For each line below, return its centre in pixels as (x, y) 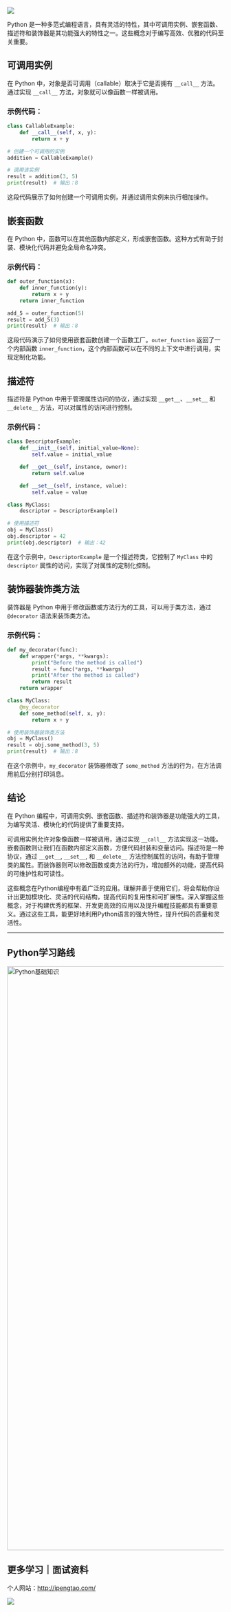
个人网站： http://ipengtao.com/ (52, 1588)
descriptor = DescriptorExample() (69, 511)
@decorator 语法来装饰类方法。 (51, 616)
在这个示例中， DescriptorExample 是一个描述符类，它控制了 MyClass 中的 (110, 556)
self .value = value (60, 492)
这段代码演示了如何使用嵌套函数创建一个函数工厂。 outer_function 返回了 (111, 340)
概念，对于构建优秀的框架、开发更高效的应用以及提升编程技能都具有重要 (109, 905)
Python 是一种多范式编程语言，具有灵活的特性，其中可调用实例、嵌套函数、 (114, 24)
